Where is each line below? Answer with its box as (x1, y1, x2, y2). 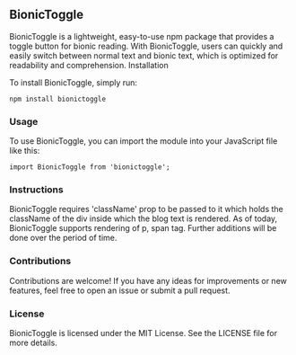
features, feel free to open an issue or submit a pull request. (9, 285, 231, 296)
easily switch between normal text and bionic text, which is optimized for (9, 49, 279, 61)
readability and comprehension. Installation (9, 59, 169, 70)
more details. (9, 337, 58, 348)
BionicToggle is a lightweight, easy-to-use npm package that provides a (9, 31, 274, 41)
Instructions (9, 183, 65, 196)
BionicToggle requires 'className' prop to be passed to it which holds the (9, 204, 284, 215)
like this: (9, 146, 40, 156)
